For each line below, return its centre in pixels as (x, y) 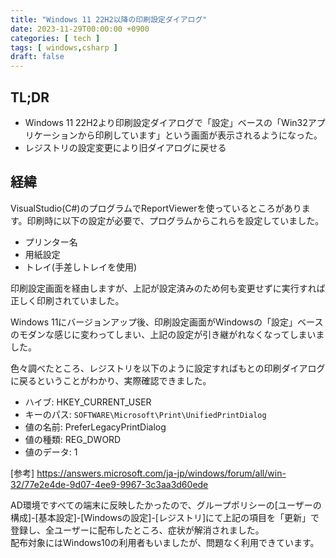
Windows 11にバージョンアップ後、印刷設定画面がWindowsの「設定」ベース (167, 322)
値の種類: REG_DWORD (73, 439)
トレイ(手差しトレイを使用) (81, 267)
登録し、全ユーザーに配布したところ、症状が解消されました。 (137, 530)
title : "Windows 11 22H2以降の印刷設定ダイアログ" (109, 19)
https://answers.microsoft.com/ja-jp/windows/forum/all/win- (161, 473)
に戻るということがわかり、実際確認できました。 (111, 380)
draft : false (37, 57)
